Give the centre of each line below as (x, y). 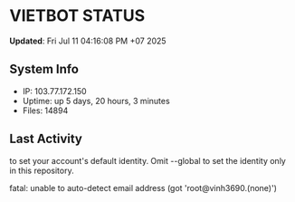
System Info (44, 69)
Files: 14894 (45, 111)
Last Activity (46, 139)
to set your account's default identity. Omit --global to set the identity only (148, 160)
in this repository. (42, 170)
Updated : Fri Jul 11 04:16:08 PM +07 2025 (88, 41)
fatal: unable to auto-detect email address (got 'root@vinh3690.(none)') (143, 188)
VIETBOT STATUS (77, 16)
